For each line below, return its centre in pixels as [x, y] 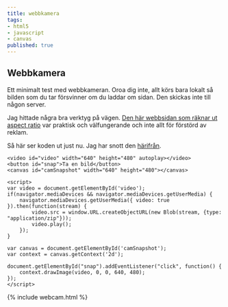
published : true [30, 45]
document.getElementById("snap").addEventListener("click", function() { [115, 266]
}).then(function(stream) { [47, 206]
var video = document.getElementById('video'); [76, 188]
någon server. [27, 104]
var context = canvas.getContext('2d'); [66, 254]
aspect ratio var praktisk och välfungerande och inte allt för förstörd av [107, 125]
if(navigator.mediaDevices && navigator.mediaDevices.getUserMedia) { [110, 194]
